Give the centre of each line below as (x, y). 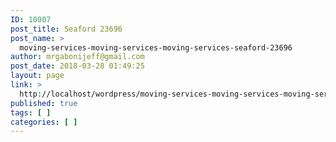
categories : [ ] (44, 122)
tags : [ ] (31, 112)
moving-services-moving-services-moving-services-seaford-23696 (156, 47)
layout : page (37, 76)
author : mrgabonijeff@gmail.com (77, 57)
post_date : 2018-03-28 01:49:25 (77, 66)
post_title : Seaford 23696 (66, 29)
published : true (44, 103)
